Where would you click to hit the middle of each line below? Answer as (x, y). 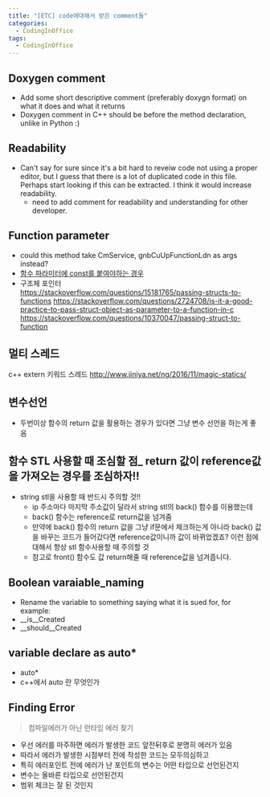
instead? (34, 264)
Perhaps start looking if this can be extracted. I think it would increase (135, 185)
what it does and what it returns (73, 106)
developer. (49, 210)
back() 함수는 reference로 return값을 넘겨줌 (102, 517)
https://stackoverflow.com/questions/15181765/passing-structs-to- (131, 292)
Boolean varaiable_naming (76, 583)
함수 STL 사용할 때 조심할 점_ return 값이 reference (130, 461)
